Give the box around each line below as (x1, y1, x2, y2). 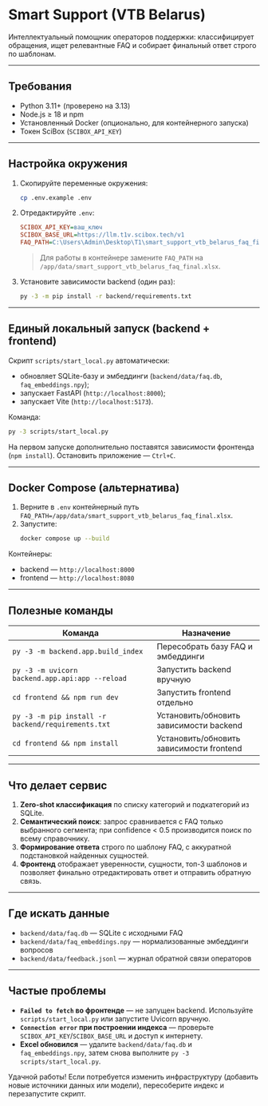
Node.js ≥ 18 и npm (19, 109, 85, 119)
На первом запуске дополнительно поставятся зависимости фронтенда (8, 442, 254, 452)
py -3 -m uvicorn (12, 666, 78, 675)
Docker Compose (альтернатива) (8, 481, 180, 495)
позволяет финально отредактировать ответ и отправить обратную (19, 867, 251, 877)
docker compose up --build (19, 535, 110, 543)
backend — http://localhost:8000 (19, 565, 135, 575)
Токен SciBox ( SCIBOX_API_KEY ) (19, 126, 122, 136)
